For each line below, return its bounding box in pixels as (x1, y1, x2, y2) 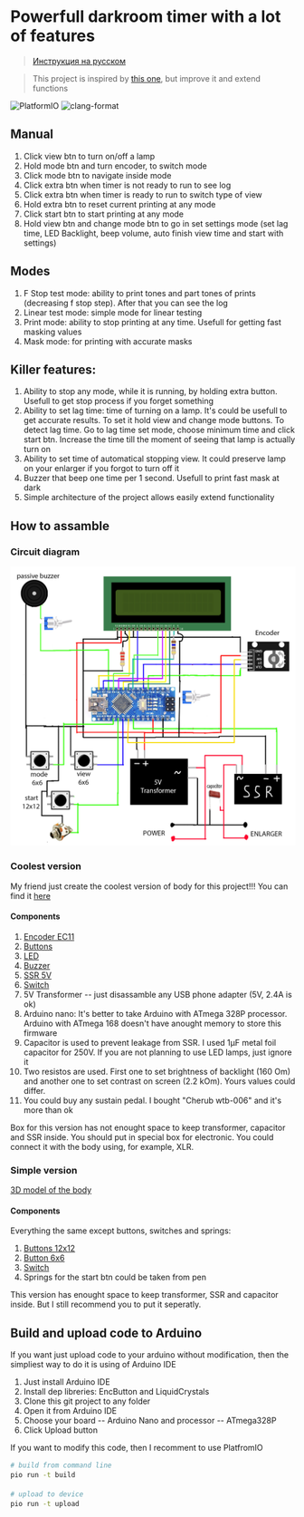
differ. (23, 1085, 46, 1096)
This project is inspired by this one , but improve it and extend (32, 72, 261, 83)
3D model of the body (10, 1184, 92, 1195)
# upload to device (10, 1489, 84, 1499)
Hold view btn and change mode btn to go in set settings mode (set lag (23, 217, 289, 228)
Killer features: (10, 362, 97, 377)
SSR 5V (23, 970, 52, 981)
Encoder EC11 (23, 931, 75, 942)
